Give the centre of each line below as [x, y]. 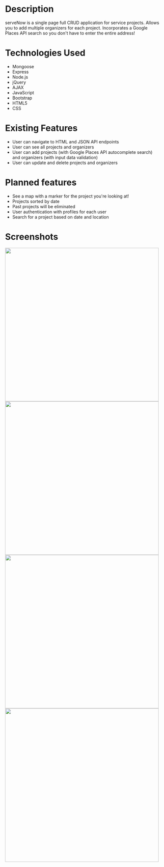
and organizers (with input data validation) [55, 157]
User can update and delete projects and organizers [65, 163]
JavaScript [23, 92]
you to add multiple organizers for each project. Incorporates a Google [76, 28]
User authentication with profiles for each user [59, 212]
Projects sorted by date [36, 201]
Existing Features [41, 128]
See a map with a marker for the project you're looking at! [70, 196]
